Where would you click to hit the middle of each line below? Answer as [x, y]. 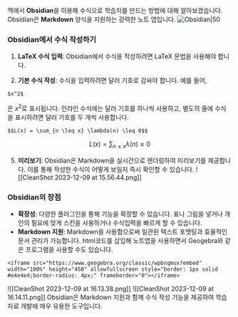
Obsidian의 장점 [34, 197]
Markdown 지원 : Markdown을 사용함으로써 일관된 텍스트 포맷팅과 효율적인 [123, 232]
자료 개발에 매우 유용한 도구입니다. [55, 306]
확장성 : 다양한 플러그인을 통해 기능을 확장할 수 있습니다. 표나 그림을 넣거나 [120, 214]
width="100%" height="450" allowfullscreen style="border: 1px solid [113, 269]
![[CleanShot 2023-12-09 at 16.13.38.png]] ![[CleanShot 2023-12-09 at [110, 289]
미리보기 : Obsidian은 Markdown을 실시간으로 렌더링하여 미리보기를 [112, 160]
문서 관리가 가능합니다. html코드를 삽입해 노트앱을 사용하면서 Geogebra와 [120, 241]
